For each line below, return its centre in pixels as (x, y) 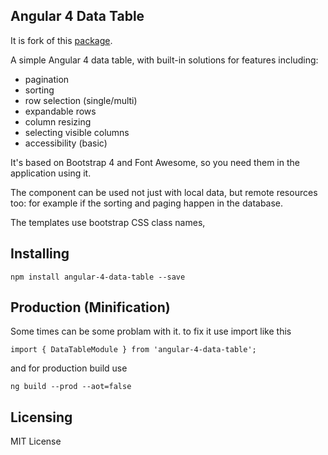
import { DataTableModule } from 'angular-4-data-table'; (133, 350)
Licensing (41, 417)
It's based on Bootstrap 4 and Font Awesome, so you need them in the (155, 162)
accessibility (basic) (66, 143)
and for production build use (69, 368)
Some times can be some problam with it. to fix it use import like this (151, 331)
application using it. (51, 173)
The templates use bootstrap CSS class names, (108, 222)
